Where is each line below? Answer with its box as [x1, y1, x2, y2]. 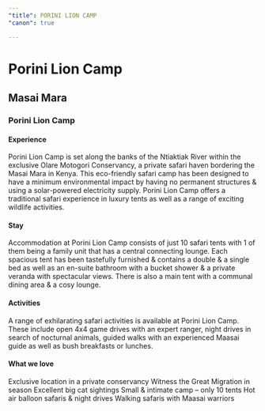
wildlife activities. [8, 202, 65, 212]
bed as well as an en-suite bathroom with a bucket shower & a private [8, 263, 236, 273]
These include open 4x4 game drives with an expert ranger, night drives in [8, 324, 252, 334]
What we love [8, 359, 54, 368]
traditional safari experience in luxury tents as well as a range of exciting [8, 194, 244, 204]
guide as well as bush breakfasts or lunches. [8, 341, 153, 350]
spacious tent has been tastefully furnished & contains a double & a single [8, 255, 250, 265]
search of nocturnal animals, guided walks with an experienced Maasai [8, 333, 240, 342]
